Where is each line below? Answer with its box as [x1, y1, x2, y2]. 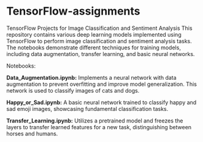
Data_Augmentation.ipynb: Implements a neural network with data [6, 74, 177, 81]
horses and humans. [6, 130, 58, 137]
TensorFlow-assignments [6, 4, 140, 18]
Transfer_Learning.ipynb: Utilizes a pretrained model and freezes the [6, 117, 183, 124]
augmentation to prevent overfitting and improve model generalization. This [6, 80, 197, 88]
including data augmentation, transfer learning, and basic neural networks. [6, 50, 195, 57]
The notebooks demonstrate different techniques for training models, [6, 44, 181, 51]
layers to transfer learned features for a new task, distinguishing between [6, 123, 192, 130]
